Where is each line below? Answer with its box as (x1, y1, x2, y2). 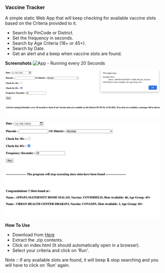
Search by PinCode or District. (12, 30, 74, 36)
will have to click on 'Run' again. (5, 262, 70, 268)
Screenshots (5, 61, 32, 66)
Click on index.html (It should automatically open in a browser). (12, 243, 140, 248)
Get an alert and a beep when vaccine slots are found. (12, 51, 122, 57)
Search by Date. (12, 46, 45, 52)
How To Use (5, 222, 30, 228)
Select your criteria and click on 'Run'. (12, 247, 89, 253)
